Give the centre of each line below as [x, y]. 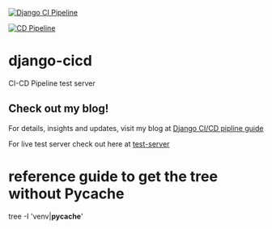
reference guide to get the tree [113, 176]
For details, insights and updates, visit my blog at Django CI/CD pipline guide [136, 128]
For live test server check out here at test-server [89, 144]
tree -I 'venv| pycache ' [46, 216]
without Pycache [66, 193]
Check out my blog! [59, 109]
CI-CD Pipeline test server [52, 83]
